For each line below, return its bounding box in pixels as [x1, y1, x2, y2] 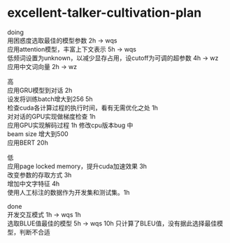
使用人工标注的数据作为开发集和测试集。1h [7, 188, 130, 196]
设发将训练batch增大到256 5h [7, 94, 93, 103]
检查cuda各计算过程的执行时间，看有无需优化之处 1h [7, 103, 159, 112]
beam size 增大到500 [7, 129, 69, 138]
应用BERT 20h [7, 138, 49, 147]
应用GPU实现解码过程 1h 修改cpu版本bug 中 [7, 121, 134, 129]
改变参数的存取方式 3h [7, 170, 72, 179]
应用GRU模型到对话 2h [7, 86, 73, 94]
